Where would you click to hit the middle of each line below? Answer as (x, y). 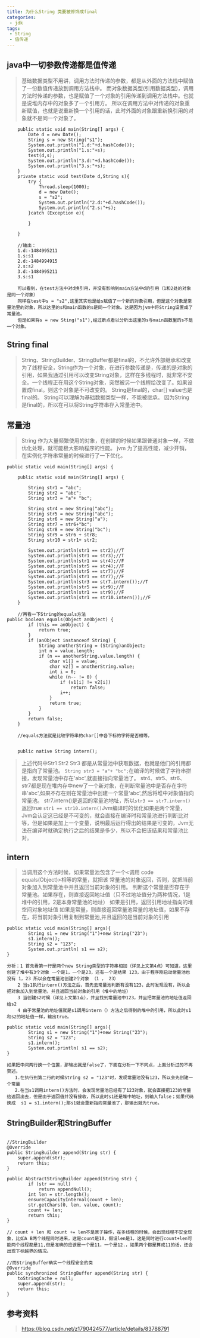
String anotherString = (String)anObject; (92, 646)
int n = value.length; (67, 651)
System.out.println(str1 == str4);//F (76, 561)
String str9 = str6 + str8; (63, 535)
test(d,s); (42, 155)
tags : (13, 28)
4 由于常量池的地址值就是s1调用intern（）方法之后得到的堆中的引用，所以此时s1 (104, 1011)
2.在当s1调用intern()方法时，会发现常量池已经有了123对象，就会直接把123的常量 (103, 1091)
